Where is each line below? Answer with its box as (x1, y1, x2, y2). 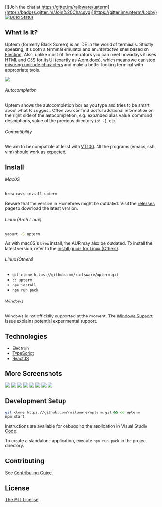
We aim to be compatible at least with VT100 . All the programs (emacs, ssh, (5, 144, 156, 150)
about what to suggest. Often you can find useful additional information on (5, 108, 154, 113)
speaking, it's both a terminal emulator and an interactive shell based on (5, 46, 149, 52)
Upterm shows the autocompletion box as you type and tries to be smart (5, 102, 150, 108)
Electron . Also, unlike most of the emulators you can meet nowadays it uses (5, 51, 157, 57)
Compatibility (5, 128, 32, 135)
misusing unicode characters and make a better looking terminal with (5, 62, 143, 67)
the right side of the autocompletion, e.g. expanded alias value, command (5, 112, 152, 118)
